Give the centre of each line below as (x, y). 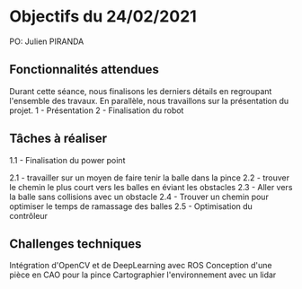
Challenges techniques (75, 244)
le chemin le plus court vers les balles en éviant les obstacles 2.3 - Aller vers (151, 187)
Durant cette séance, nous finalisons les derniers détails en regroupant (141, 91)
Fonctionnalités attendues (84, 70)
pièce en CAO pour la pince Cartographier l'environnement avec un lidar (143, 275)
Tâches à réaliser (58, 139)
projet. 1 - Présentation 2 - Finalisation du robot (97, 110)
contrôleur (28, 215)
